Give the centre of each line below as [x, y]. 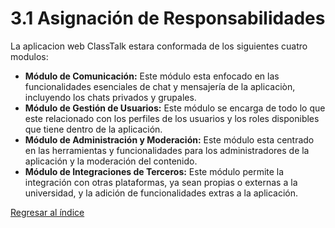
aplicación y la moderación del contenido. [111, 161]
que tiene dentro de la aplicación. [93, 129]
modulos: [29, 56]
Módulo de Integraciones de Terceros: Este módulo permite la [154, 171]
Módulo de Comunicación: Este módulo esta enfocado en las [152, 76]
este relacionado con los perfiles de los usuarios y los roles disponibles [172, 118]
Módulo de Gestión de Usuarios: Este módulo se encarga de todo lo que [175, 108]
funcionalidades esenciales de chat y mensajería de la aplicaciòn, [160, 86]
